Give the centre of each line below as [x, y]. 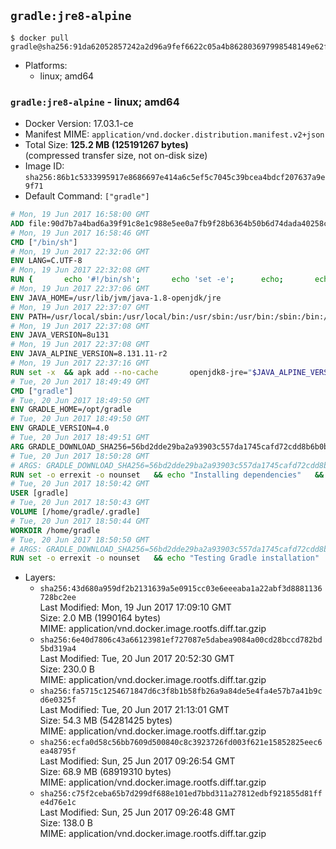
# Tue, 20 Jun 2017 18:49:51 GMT [80, 438]
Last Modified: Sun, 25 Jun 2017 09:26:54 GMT [137, 761]
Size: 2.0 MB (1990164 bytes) [100, 618]
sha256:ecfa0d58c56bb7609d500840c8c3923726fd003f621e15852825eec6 [181, 743]
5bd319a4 [58, 649]
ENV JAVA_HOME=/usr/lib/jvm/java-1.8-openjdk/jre [116, 298]
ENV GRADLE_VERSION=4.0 [60, 428]
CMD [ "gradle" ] [42, 391]
